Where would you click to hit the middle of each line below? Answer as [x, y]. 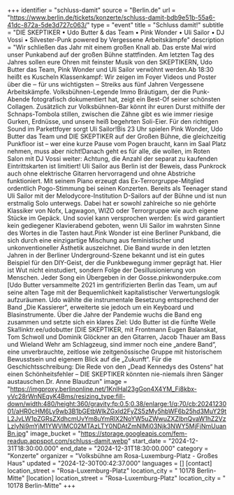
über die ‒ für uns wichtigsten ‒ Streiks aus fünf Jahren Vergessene [106, 84]
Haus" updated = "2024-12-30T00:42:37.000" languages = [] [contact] [110, 463]
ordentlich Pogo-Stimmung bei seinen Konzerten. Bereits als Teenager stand [117, 188]
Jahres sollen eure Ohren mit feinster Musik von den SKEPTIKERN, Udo [110, 62]
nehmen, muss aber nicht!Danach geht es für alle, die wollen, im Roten [109, 151]
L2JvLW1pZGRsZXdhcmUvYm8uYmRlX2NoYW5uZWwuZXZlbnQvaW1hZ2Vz [117, 418]
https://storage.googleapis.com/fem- [134, 433]
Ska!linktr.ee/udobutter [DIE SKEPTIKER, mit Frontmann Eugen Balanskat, [112, 329]
